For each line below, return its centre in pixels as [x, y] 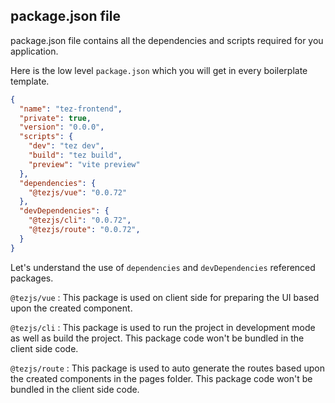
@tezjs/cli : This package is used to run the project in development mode [163, 327]
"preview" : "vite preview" [84, 164]
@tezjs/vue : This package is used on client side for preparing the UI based [165, 297]
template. [30, 81]
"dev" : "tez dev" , [66, 146]
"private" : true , [55, 118]
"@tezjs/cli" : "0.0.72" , [80, 220]
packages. [32, 278]
